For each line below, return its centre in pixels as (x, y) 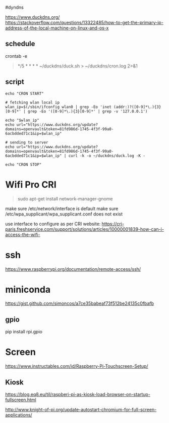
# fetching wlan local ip (32, 102)
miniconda (28, 289)
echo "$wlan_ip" (22, 120)
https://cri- (113, 224)
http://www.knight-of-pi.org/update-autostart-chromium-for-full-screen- (81, 410)
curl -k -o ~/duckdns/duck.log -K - (107, 156)
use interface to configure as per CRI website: (53, 224)
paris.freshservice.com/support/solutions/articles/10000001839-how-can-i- (84, 229)
